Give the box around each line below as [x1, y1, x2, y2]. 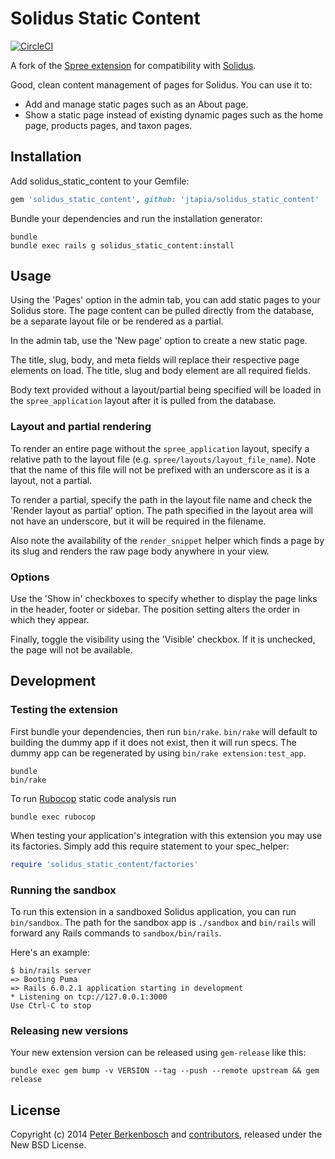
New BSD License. [10, 1139, 87, 1151]
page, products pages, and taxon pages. [24, 119, 193, 131]
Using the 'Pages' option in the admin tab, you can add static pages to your [10, 294, 321, 306]
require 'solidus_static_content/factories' [10, 859, 199, 869]
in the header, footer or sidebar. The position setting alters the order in [10, 603, 300, 616]
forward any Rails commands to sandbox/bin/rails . [10, 927, 222, 939]
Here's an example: [10, 946, 90, 958]
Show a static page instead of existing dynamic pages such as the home [24, 108, 324, 121]
